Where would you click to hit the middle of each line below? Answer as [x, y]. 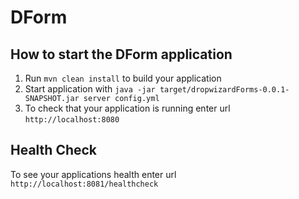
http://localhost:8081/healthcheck [84, 184]
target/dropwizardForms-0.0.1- [224, 90]
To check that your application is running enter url [127, 108]
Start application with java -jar [90, 89]
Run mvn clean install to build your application [123, 78]
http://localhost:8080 [72, 120]
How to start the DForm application [121, 54]
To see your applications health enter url [93, 174]
